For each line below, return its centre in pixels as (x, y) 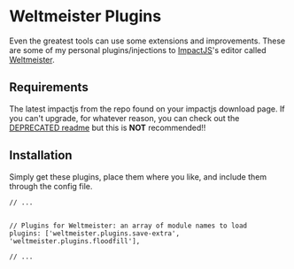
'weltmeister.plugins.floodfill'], (75, 241)
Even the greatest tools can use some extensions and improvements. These (147, 41)
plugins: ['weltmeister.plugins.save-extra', (94, 233)
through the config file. (51, 186)
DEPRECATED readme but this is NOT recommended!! (108, 127)
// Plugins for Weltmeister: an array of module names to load (128, 226)
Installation (41, 155)
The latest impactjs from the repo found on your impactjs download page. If (147, 109)
